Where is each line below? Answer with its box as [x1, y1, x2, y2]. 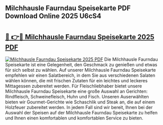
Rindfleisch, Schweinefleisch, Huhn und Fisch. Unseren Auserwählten [5, 94, 149, 99]
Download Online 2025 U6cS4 [5, 12, 101, 21]
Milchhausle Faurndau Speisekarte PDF [5, 4, 131, 13]
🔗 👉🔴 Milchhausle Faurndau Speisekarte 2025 [5, 33, 154, 41]
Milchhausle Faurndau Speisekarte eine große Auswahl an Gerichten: [5, 88, 148, 94]
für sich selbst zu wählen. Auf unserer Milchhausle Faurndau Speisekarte [5, 67, 156, 73]
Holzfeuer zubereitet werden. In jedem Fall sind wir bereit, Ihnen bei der [5, 104, 153, 110]
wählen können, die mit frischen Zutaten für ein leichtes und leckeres [5, 78, 148, 83]
